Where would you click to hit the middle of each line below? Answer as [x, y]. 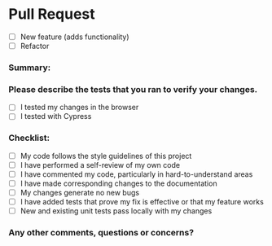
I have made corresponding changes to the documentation [118, 183]
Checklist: [29, 138]
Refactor [35, 46]
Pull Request [52, 14]
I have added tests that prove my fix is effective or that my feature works [142, 202]
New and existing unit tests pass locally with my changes [116, 211]
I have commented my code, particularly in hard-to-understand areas [136, 174]
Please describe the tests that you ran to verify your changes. [133, 89]
